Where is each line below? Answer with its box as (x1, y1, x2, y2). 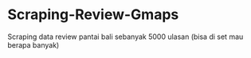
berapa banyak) (7, 40, 60, 49)
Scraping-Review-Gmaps (7, 6, 179, 24)
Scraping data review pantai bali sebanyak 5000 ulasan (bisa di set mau (7, 32, 244, 41)
